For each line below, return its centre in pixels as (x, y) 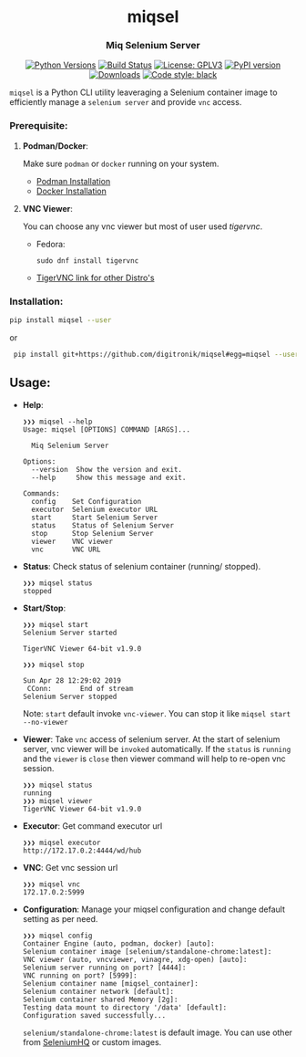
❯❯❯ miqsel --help (57, 422)
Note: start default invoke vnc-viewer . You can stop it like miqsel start (157, 713)
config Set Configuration (87, 501)
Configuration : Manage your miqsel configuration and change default (153, 909)
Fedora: (51, 244)
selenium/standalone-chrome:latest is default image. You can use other (158, 1032)
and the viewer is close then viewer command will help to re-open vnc (154, 759)
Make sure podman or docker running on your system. (121, 163)
